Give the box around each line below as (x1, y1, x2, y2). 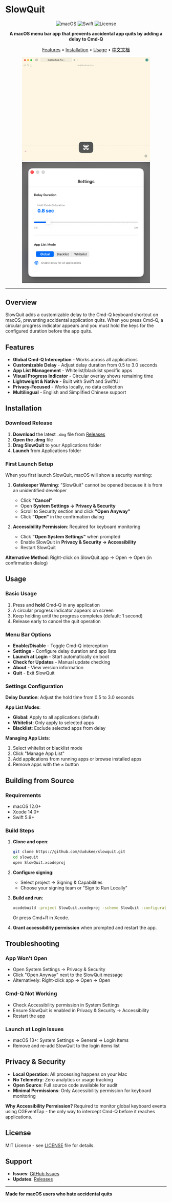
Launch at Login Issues (5, 1025, 64, 1033)
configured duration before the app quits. (5, 328, 93, 334)
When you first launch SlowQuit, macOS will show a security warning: (5, 472, 153, 478)
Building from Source (5, 776, 74, 785)
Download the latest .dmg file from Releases (12, 431, 105, 437)
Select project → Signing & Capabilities (20, 879, 103, 885)
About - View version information (12, 664, 83, 670)
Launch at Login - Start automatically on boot (12, 653, 110, 660)
